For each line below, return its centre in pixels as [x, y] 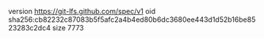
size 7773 [69, 28]
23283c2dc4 [30, 28]
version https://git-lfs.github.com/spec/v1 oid [82, 11]
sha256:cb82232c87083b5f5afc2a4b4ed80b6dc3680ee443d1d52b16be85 [132, 19]
